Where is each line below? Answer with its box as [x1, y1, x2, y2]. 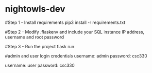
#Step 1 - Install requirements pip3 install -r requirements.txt [5, 19, 126, 25]
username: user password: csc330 [5, 62, 75, 68]
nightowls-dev [5, 3, 66, 15]
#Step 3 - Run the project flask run [5, 43, 74, 49]
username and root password [5, 34, 64, 40]
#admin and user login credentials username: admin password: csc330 [5, 53, 147, 59]
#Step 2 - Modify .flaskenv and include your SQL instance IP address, [5, 29, 145, 35]
